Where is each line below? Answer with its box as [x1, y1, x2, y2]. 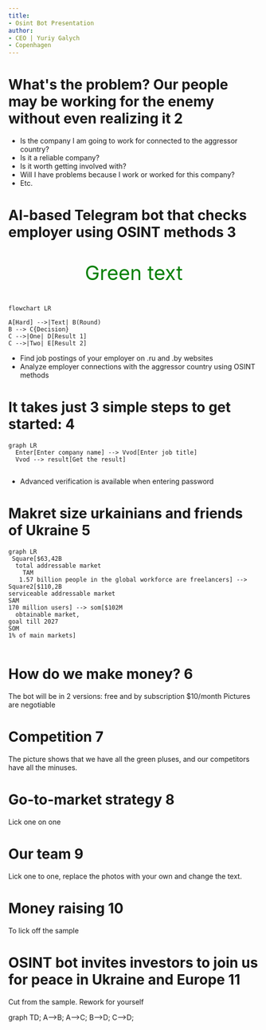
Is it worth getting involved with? [19, 161, 127, 172]
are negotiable [8, 700, 56, 710]
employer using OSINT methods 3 [8, 223, 237, 242]
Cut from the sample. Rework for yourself [8, 996, 144, 1006]
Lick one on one [8, 817, 61, 827]
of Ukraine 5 [8, 522, 91, 539]
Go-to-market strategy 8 [8, 791, 175, 809]
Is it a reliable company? [19, 153, 100, 163]
